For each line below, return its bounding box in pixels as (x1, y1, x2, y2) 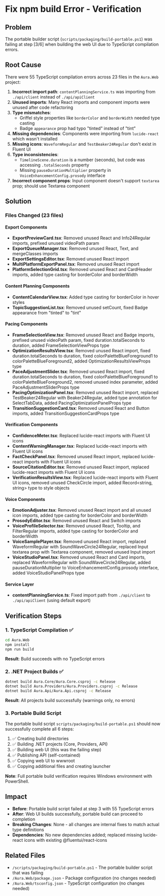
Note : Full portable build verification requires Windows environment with (5, 773, 153, 779)
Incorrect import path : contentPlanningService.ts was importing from (12, 89, 156, 95)
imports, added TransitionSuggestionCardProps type (12, 410, 120, 416)
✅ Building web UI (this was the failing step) (12, 746, 102, 752)
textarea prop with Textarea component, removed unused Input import (12, 549, 155, 555)
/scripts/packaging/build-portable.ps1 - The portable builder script (12, 864, 153, 870)
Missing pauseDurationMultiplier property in (19, 167, 111, 173)
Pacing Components (5, 321, 48, 327)
